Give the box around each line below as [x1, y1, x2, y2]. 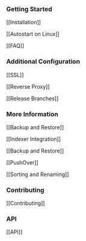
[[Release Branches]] [6, 95, 59, 102]
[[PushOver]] [6, 158, 39, 166]
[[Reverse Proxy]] [6, 83, 50, 90]
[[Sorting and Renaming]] [6, 171, 69, 178]
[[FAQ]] [6, 42, 25, 50]
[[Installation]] [6, 19, 41, 26]
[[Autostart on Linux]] [6, 30, 60, 38]
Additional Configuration [6, 57, 80, 66]
